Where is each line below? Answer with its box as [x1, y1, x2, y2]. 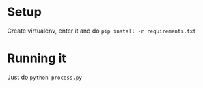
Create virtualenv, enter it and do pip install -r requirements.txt [7, 27, 196, 35]
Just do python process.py [7, 73, 82, 81]
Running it [7, 50, 66, 66]
